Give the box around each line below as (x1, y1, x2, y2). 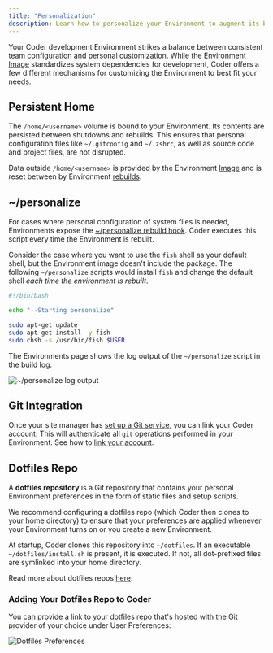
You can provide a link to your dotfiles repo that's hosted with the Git (8, 612, 238, 622)
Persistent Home (8, 99, 95, 114)
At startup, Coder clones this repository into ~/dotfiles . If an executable (8, 540, 251, 550)
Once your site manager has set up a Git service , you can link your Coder (8, 420, 254, 430)
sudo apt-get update (8, 320, 79, 329)
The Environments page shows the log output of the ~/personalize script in (8, 350, 261, 360)
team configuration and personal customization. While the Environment (8, 50, 246, 60)
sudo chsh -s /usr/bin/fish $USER (8, 336, 126, 344)
